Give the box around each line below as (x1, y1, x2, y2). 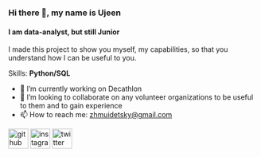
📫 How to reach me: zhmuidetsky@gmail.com (19, 110, 173, 120)
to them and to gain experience (19, 101, 123, 111)
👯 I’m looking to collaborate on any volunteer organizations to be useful (19, 92, 254, 102)
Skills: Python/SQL (8, 69, 71, 78)
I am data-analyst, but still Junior (8, 27, 120, 37)
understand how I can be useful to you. (8, 53, 137, 63)
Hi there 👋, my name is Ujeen (8, 7, 122, 18)
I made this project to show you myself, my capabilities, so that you (8, 45, 228, 54)
